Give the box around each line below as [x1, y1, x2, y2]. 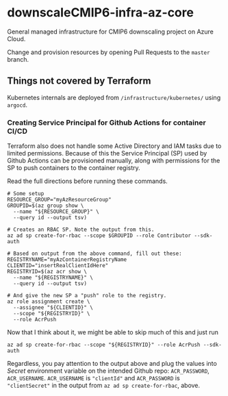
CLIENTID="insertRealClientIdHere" [7, 262, 109, 269]
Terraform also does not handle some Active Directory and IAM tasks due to [7, 142, 222, 150]
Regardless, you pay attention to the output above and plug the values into [7, 360, 217, 368]
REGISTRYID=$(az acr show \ [7, 269, 88, 275]
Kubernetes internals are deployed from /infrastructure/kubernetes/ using [7, 93, 221, 101]
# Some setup [7, 190, 45, 197]
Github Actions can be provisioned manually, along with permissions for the [7, 156, 220, 165]
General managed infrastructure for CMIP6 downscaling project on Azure [7, 27, 214, 36]
